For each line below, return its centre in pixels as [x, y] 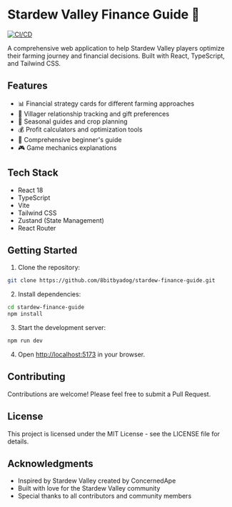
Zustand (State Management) [61, 220]
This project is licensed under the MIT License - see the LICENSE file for [114, 433]
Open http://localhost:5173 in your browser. [81, 354]
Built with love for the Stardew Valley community [89, 488]
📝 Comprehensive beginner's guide [70, 139]
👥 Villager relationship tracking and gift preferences [94, 114]
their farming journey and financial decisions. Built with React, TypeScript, [116, 56]
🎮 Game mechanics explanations [67, 147]
